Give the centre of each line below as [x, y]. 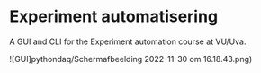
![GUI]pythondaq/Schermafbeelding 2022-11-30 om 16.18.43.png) [131, 59]
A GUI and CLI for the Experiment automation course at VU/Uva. [128, 41]
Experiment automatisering [114, 17]
